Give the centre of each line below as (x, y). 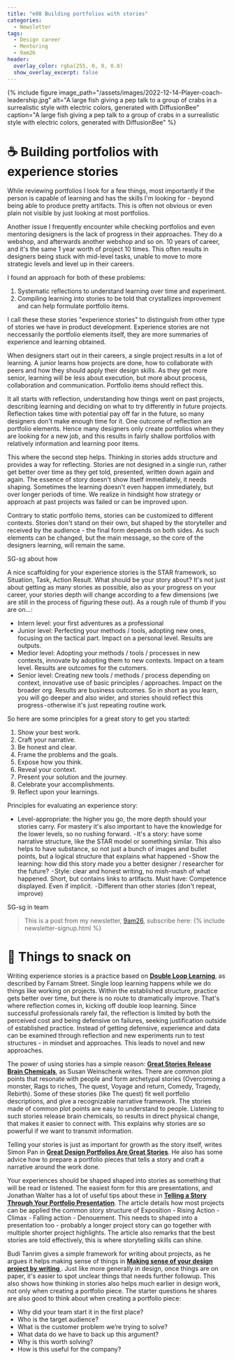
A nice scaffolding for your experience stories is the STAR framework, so (112, 573)
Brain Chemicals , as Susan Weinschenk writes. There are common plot (110, 1072)
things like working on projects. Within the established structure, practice (112, 991)
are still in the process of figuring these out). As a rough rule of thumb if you (117, 602)
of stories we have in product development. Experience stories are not (108, 327)
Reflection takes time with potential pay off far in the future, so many (106, 414)
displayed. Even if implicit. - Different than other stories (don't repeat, (117, 886)
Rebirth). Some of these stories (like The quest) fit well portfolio (98, 1094)
